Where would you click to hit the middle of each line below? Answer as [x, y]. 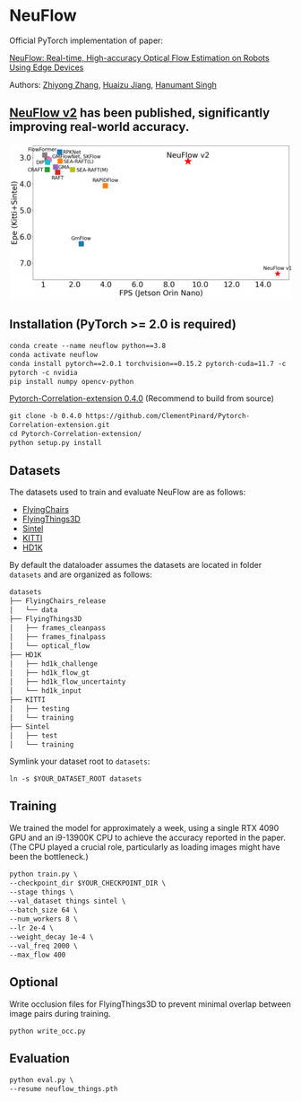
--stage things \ [42, 892]
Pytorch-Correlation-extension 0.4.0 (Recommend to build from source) [142, 398]
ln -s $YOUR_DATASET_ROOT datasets [76, 778]
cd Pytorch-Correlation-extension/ [76, 434]
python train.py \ [43, 874]
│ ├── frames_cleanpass [57, 628]
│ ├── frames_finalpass [57, 637]
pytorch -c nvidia [43, 373]
